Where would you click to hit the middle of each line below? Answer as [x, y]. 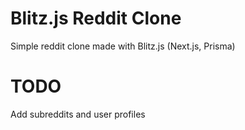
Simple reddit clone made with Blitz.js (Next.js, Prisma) [123, 46]
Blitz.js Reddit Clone [96, 18]
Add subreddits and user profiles [78, 114]
